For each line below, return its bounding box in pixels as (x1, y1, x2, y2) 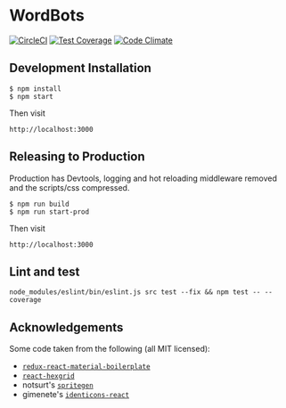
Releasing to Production (9, 149, 145, 165)
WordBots (9, 5, 85, 26)
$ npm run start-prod (9, 207, 90, 216)
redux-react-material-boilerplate (21, 363, 151, 371)
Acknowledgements (9, 320, 124, 335)
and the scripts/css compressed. (9, 182, 130, 192)
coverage (9, 296, 42, 305)
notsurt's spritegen (21, 379, 94, 390)
